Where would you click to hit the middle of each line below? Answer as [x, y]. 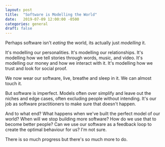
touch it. [14, 84]
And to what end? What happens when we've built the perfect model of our [83, 114]
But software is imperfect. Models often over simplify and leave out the [78, 93]
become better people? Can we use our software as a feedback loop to [78, 124]
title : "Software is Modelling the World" [51, 15]
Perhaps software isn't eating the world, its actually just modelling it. [75, 43]
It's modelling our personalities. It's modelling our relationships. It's [74, 53]
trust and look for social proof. [36, 69]
